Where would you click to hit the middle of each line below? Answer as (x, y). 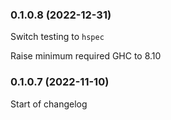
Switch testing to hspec (57, 37)
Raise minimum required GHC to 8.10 (86, 56)
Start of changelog (49, 104)
